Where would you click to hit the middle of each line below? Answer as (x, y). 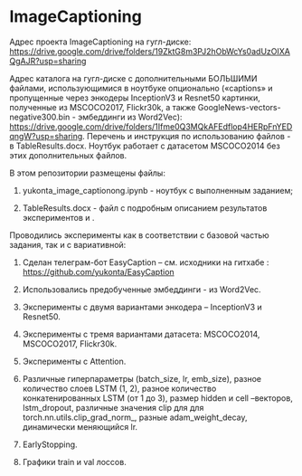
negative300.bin (40, 117)
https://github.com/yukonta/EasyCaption (98, 271)
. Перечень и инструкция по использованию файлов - (187, 136)
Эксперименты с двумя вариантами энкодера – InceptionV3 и (142, 307)
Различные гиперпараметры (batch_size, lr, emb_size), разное (142, 378)
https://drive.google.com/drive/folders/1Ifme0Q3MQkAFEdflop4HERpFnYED (151, 126)
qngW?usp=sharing (46, 136)
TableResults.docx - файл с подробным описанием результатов (145, 208)
